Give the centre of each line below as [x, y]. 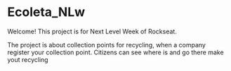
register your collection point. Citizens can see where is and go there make [115, 52]
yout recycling [28, 59]
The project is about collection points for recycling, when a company [106, 45]
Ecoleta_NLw [46, 12]
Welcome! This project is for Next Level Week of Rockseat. [92, 31]
